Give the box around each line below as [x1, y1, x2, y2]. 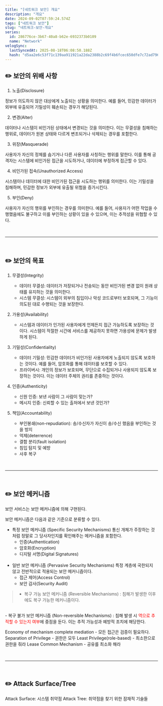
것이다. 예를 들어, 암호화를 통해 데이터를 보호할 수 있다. [24, 361, 128, 366]
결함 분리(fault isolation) [19, 439, 66, 444]
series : [5, 30, 21, 35]
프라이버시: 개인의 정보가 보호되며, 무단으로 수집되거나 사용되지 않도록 [19, 367, 152, 373]
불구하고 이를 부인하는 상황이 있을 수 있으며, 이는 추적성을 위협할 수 [26, 211, 153, 217]
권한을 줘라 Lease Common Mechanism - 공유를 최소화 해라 [5, 641, 121, 647]
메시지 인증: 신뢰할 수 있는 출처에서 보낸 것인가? [19, 400, 110, 405]
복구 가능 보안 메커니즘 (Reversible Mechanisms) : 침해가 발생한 [24, 591, 147, 597]
